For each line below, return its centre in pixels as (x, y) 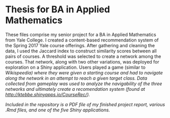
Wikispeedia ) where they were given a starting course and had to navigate (84, 72)
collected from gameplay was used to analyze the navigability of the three (84, 84)
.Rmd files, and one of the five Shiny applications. (58, 110)
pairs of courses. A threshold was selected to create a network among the (83, 56)
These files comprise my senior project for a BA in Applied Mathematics (81, 34)
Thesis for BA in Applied (58, 9)
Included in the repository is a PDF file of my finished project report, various (85, 104)
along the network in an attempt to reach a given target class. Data (76, 78)
